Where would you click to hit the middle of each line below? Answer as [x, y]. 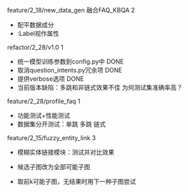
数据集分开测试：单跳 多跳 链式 [61, 124]
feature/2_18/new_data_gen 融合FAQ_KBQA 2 [71, 10]
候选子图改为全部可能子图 [54, 167]
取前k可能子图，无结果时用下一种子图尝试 [76, 181]
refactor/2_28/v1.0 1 [35, 47]
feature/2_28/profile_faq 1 [44, 101]
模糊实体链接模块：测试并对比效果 [66, 152]
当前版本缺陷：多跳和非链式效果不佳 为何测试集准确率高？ [100, 87]
